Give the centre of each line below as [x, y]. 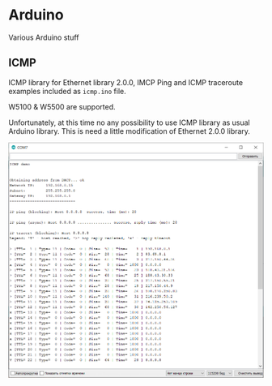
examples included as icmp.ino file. [68, 91]
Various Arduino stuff [44, 37]
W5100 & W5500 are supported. [62, 106]
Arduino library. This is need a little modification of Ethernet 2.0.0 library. [130, 131]
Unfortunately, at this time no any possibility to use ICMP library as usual [130, 122]
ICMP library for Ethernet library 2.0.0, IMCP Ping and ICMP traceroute [126, 82]
